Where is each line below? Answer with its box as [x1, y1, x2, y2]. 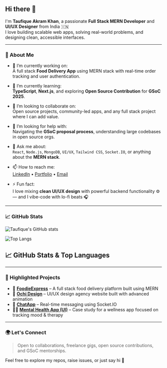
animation [12, 296, 33, 302]
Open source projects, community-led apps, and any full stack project [12, 108, 156, 114]
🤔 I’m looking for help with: [12, 123, 67, 129]
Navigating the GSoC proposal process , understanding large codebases [12, 129, 161, 135]
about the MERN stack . [12, 154, 61, 160]
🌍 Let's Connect [5, 329, 46, 336]
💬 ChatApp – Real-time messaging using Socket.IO [12, 301, 117, 307]
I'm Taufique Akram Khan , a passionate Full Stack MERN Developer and [5, 18, 155, 24]
